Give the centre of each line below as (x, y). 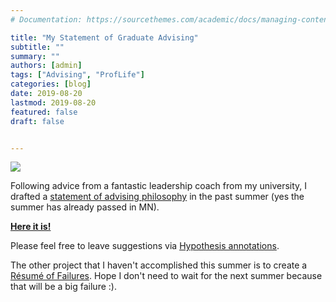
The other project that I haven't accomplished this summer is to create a (159, 265)
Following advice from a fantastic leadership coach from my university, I (159, 186)
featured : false (44, 112)
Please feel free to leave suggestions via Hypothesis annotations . (145, 246)
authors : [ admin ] (46, 66)
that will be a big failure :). (63, 287)
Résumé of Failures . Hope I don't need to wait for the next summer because (166, 276)
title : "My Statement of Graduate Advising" (104, 37)
